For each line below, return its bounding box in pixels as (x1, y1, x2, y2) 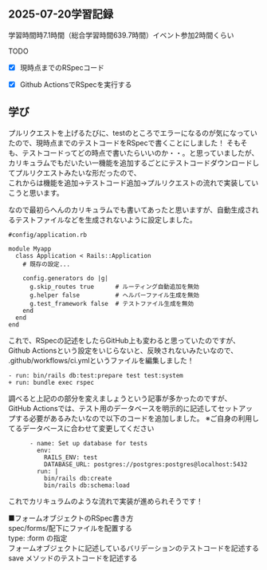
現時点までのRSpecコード (19, 62, 105, 72)
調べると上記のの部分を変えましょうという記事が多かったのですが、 (8, 394, 232, 403)
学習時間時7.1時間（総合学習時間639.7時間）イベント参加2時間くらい (8, 30, 234, 40)
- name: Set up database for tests (29, 439, 148, 447)
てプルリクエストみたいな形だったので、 (8, 168, 141, 177)
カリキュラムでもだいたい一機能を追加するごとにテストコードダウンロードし (8, 158, 260, 168)
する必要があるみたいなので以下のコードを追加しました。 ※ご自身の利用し (14, 414, 259, 423)
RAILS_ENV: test (43, 453, 98, 461)
